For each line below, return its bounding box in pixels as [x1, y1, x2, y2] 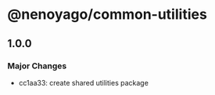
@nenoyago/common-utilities [7, 5, 208, 24]
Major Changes [7, 60, 67, 71]
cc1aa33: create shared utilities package [18, 78, 149, 87]
